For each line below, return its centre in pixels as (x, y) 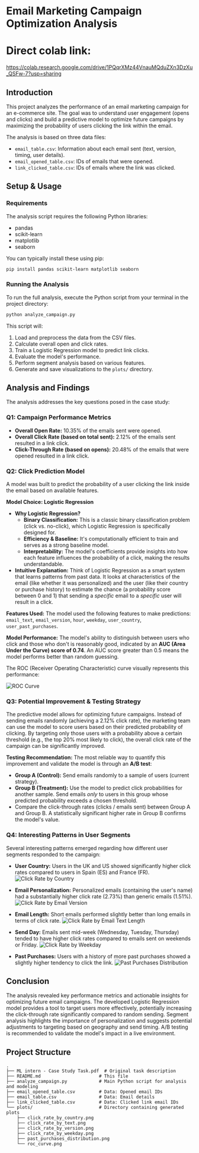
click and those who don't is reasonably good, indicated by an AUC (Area (96, 644)
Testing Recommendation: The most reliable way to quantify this (86, 757)
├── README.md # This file (67, 1076)
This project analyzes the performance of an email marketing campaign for (97, 106)
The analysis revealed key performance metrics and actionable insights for (97, 995)
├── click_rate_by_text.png (51, 1123)
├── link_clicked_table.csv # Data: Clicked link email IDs (92, 1102)
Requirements (27, 203)
